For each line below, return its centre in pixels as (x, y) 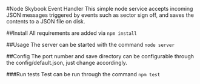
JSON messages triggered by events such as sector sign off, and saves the (100, 15)
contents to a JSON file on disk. (46, 21)
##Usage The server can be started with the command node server (90, 45)
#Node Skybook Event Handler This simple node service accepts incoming (100, 9)
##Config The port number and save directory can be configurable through (100, 56)
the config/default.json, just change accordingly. (67, 63)
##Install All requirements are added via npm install (72, 33)
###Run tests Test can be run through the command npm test (83, 74)
